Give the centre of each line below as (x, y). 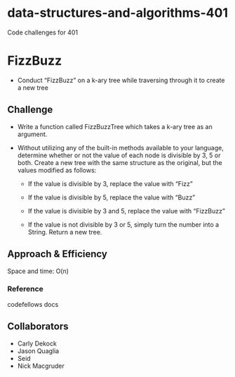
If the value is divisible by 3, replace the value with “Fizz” (110, 183)
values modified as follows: (57, 170)
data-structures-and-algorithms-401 (117, 13)
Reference (25, 289)
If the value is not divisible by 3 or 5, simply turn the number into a (123, 224)
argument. (32, 134)
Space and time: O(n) (38, 271)
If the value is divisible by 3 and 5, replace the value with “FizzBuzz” (127, 211)
